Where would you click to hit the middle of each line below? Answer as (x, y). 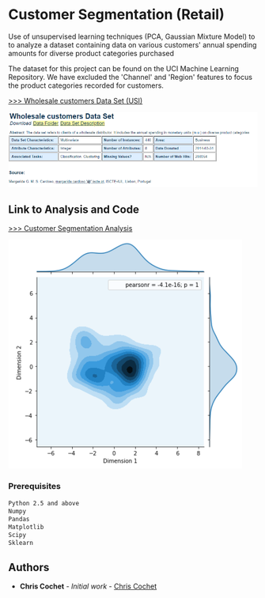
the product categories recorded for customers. (86, 85)
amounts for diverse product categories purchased (91, 53)
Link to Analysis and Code (74, 209)
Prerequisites (34, 486)
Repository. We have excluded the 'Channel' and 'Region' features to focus (131, 77)
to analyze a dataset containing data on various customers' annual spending (132, 44)
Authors (29, 567)
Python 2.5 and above (44, 504)
